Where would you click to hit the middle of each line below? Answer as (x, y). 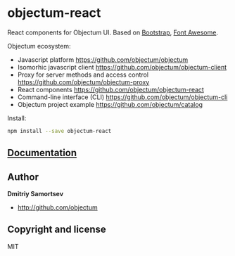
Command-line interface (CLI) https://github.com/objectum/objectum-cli (122, 97)
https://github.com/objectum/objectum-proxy (83, 82)
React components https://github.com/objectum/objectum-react (110, 89)
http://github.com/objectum (57, 207)
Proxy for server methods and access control (83, 75)
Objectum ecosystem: (39, 46)
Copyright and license (57, 230)
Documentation (42, 153)
